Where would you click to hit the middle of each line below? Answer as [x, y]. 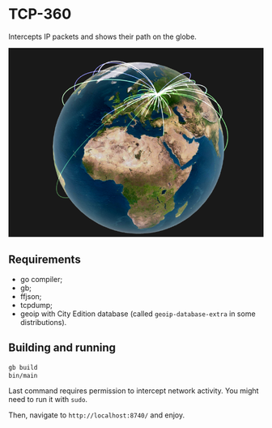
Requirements [45, 260]
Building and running [62, 348]
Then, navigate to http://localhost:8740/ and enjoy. [96, 415]
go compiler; [41, 279]
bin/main [23, 375]
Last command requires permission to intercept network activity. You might [134, 391]
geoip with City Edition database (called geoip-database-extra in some [138, 314]
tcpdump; [36, 305]
